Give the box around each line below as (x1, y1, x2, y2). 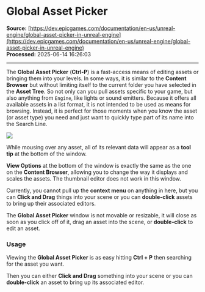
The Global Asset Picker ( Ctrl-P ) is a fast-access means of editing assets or (6, 68, 200, 75)
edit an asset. (6, 225, 41, 232)
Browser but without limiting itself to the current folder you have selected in (6, 81, 196, 88)
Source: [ (6, 24, 31, 32)
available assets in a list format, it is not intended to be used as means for (6, 100, 191, 108)
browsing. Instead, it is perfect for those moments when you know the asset (6, 107, 198, 114)
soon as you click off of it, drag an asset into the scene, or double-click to (6, 218, 193, 225)
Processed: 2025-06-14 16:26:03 (6, 50, 92, 58)
